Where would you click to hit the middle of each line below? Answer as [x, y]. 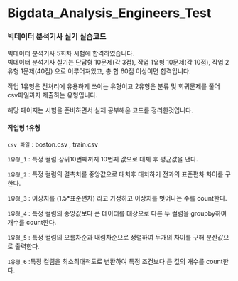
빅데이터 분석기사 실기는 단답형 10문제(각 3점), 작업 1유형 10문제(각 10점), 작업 [115, 63]
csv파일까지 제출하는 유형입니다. [53, 95]
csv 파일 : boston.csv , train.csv [53, 144]
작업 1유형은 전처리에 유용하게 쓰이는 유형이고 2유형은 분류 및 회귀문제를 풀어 [114, 86]
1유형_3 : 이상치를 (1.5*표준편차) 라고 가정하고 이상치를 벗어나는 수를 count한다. [117, 198]
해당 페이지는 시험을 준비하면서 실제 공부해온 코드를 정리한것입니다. [100, 110]
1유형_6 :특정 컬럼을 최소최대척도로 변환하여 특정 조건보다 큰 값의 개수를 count [115, 261]
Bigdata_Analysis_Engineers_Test [109, 13]
